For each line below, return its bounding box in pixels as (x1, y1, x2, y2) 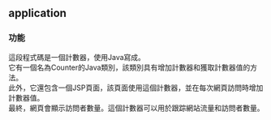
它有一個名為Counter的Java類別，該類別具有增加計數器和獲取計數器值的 (8, 62, 251, 72)
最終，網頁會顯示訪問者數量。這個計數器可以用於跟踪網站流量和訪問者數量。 (8, 103, 265, 113)
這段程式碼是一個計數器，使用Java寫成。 (8, 52, 146, 62)
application (8, 6, 67, 20)
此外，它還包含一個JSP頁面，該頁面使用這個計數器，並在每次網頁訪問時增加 (8, 83, 264, 92)
